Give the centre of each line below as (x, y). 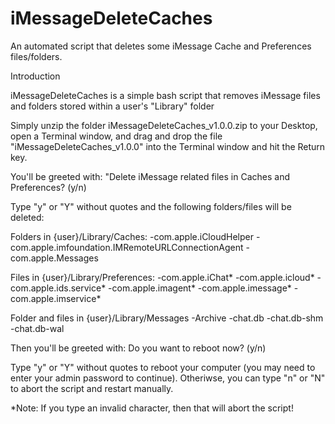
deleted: (27, 217)
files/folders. (36, 56)
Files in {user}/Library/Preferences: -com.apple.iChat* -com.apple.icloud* (162, 277)
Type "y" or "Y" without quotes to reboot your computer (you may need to (163, 367)
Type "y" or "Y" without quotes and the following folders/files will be (151, 206)
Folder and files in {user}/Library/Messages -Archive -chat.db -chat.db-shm (167, 318)
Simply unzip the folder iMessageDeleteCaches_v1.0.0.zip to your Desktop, (164, 125)
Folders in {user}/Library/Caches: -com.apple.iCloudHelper (132, 236)
